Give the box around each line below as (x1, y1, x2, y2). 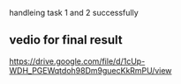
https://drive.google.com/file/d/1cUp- (9, 56, 146, 66)
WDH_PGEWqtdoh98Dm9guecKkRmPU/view (9, 65, 172, 75)
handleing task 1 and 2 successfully (9, 8, 139, 17)
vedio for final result (9, 32, 124, 47)
